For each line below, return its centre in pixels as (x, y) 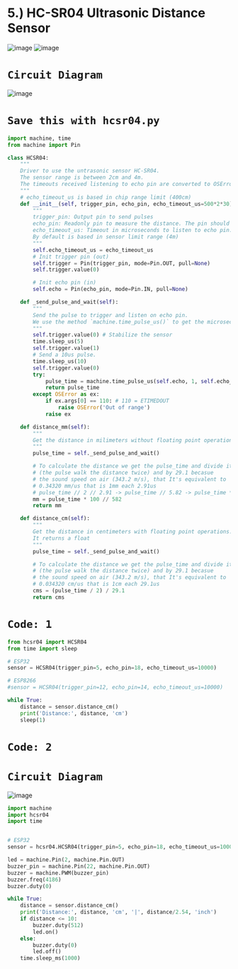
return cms (49, 597)
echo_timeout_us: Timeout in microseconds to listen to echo (125, 231)
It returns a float (62, 538)
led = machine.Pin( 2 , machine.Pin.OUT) (66, 860)
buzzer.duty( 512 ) (58, 925)
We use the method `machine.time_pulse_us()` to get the (118, 322)
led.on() (46, 932)
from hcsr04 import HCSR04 (47, 642)
